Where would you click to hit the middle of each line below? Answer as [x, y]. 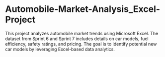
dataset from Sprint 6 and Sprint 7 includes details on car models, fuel [77, 39]
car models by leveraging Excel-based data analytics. [60, 49]
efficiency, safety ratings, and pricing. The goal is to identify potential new [81, 44]
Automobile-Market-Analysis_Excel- [83, 9]
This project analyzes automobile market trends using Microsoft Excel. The [82, 33]
